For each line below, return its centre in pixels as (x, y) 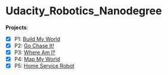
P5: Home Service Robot (44, 66)
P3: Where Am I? (35, 52)
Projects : (17, 27)
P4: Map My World (37, 59)
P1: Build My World (37, 39)
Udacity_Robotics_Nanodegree (84, 11)
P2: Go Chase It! (34, 46)
